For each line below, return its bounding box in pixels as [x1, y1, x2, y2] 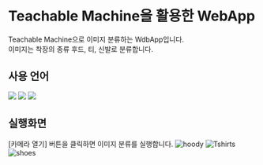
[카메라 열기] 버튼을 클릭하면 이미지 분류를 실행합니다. [8, 139, 174, 148]
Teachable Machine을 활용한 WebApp [8, 7, 255, 25]
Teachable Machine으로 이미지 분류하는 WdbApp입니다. [8, 35, 184, 44]
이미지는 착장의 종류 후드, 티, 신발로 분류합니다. [8, 44, 154, 53]
